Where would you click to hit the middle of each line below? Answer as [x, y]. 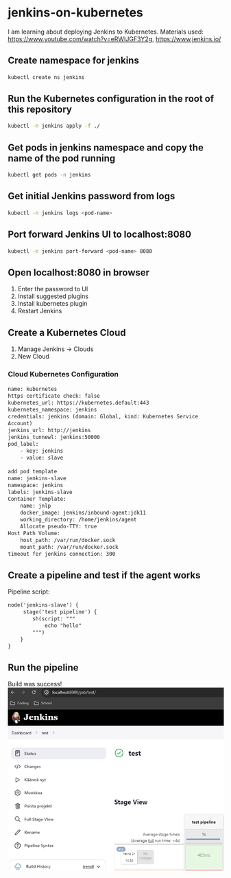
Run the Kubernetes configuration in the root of [111, 99]
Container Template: [37, 499]
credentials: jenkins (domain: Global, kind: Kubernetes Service [103, 417]
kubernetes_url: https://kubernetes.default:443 [78, 403]
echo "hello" [63, 626]
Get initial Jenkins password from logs [92, 196]
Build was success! [35, 684]
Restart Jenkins [40, 311]
